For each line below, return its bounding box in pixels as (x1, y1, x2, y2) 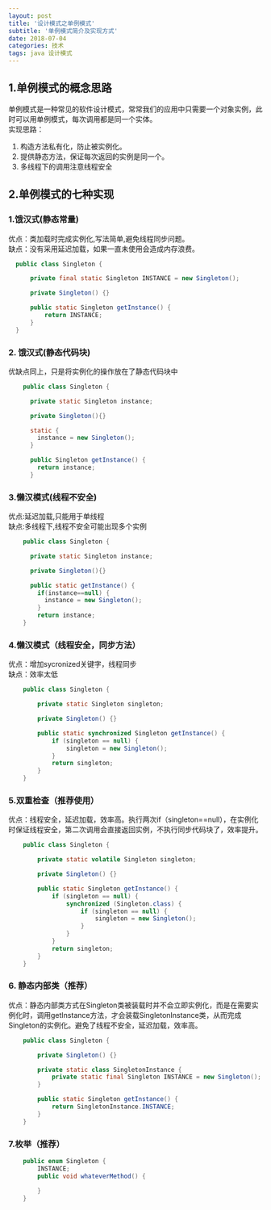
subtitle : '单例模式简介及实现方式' (8, 27, 119, 35)
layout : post (8, 11, 52, 20)
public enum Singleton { (23, 1158, 106, 1166)
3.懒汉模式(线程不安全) (8, 492, 98, 503)
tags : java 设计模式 (8, 49, 73, 57)
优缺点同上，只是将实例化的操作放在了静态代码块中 (8, 366, 178, 376)
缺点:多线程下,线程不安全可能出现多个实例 (8, 521, 148, 531)
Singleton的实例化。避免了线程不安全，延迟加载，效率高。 (8, 1020, 202, 1030)
